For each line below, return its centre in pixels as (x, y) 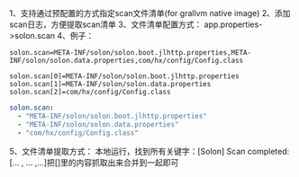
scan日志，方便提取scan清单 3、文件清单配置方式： (106, 24)
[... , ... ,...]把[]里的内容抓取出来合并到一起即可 (94, 162)
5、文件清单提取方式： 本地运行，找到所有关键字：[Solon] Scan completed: (149, 151)
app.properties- (233, 24)
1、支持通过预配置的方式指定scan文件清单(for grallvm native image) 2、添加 (150, 13)
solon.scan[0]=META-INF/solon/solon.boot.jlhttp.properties (125, 76)
